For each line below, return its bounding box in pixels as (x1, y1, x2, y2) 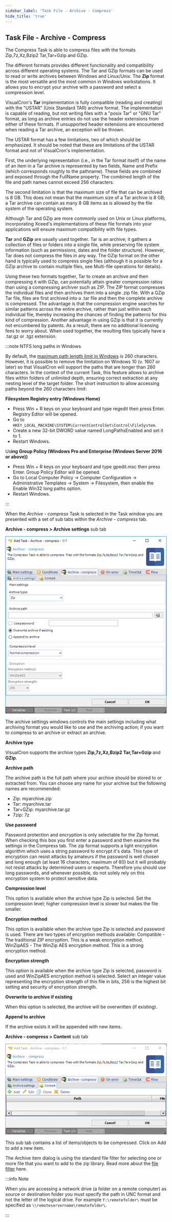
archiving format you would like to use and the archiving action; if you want (5, 724, 164, 730)
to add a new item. (5, 1145, 45, 1151)
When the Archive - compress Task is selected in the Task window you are (5, 511, 163, 517)
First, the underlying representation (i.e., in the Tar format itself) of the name (5, 157, 166, 164)
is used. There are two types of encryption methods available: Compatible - (5, 931, 165, 938)
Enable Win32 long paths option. (12, 485, 82, 492)
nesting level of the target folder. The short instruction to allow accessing (5, 380, 160, 386)
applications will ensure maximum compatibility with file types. (5, 226, 137, 233)
